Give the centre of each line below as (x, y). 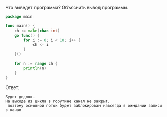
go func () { (27, 35)
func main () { (20, 26)
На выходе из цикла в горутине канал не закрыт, (58, 101)
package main (19, 17)
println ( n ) (35, 68)
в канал (13, 110)
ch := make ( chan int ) (37, 31)
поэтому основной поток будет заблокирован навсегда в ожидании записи (85, 106)
